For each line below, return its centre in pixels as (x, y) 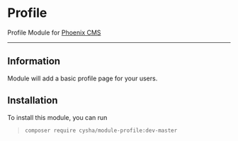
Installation (33, 100)
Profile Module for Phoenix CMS (54, 32)
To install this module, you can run (57, 117)
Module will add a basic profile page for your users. (83, 78)
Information (34, 61)
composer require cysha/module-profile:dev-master (101, 130)
